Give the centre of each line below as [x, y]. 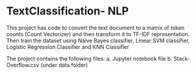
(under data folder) [64, 65]
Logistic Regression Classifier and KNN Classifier [68, 47]
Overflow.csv [23, 65]
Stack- [181, 58]
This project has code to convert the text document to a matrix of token [96, 28]
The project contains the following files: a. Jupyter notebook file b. [90, 58]
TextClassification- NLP [68, 11]
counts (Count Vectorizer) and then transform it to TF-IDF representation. [98, 34]
